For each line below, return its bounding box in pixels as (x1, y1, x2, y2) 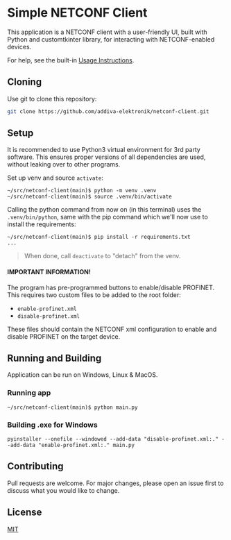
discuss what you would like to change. (7, 486, 120, 494)
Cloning (7, 76, 42, 88)
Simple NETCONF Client (7, 5, 148, 21)
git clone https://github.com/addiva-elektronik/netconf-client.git (7, 108, 209, 115)
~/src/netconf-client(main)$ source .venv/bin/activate (7, 193, 172, 201)
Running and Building (7, 353, 102, 364)
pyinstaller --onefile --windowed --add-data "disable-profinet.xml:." (7, 436, 219, 443)
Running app (7, 388, 51, 398)
